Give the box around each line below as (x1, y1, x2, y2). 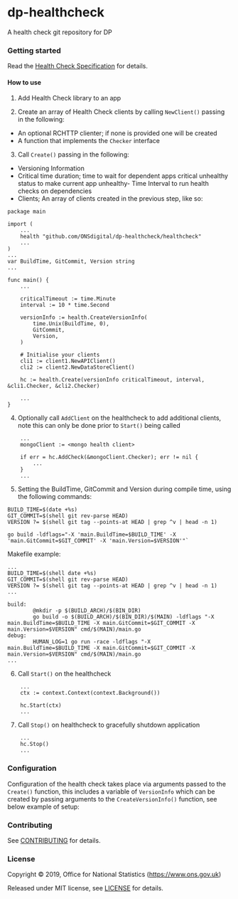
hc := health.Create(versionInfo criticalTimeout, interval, (20, 377, 205, 384)
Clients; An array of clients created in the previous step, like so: (17, 194, 203, 203)
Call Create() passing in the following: (17, 150, 129, 159)
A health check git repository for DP (7, 28, 112, 36)
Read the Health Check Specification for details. (7, 62, 148, 70)
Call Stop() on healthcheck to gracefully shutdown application (17, 720, 200, 730)
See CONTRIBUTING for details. (7, 836, 101, 845)
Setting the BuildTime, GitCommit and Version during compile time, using (17, 485, 232, 493)
